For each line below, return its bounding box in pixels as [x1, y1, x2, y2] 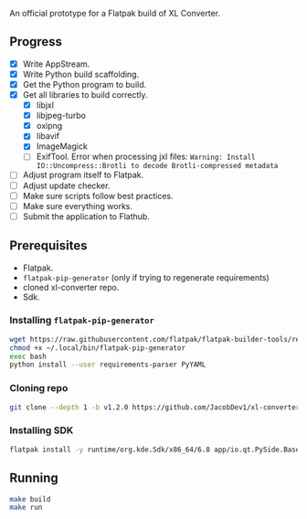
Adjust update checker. [22, 180, 111, 191]
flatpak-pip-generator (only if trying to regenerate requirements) [22, 271, 270, 282]
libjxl [36, 100, 55, 111]
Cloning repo [9, 382, 69, 395]
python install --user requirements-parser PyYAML [9, 360, 206, 369]
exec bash [9, 352, 48, 361]
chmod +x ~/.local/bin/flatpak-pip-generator [9, 343, 185, 353]
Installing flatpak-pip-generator [9, 314, 155, 327]
